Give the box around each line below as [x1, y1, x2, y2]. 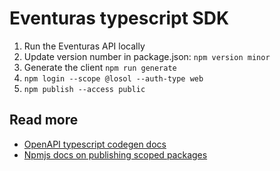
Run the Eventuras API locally [23, 40, 146, 52]
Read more [9, 112, 79, 129]
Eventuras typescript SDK [9, 7, 230, 30]
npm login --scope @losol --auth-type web [23, 73, 204, 84]
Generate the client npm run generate [23, 61, 177, 73]
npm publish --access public [23, 84, 146, 94]
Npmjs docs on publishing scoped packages [23, 148, 208, 161]
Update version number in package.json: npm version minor [23, 50, 271, 62]
